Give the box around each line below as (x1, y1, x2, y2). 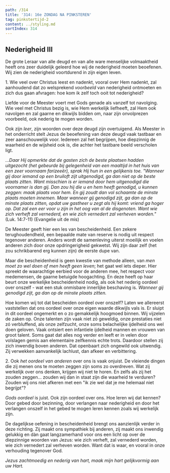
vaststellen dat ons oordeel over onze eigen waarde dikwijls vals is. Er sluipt (5, 305, 164, 311)
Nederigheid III (5, 45, 53, 54)
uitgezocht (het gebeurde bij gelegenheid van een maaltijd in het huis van (5, 162, 159, 168)
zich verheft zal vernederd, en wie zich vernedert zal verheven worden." (5, 211, 156, 217)
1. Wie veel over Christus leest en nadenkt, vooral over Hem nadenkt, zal (5, 79, 157, 85)
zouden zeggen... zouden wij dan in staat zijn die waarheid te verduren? (5, 374, 156, 380)
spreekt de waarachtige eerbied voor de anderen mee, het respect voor (5, 268, 155, 274)
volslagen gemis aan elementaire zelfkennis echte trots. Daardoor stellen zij (5, 337, 163, 343)
